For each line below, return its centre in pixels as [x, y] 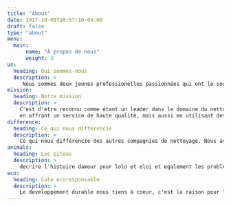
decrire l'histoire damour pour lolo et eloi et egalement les [112, 167]
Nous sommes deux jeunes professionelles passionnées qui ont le [118, 84]
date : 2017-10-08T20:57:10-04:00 [55, 20]
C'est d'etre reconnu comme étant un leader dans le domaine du [113, 109]
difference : [24, 122]
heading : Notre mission [47, 97]
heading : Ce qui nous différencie [63, 128]
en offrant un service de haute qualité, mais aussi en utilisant [117, 115]
